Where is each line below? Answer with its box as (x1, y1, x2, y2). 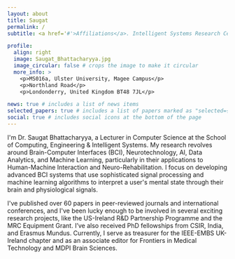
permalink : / (7, 23, 45, 30)
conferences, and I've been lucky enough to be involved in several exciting (7, 206, 223, 215)
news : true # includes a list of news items (7, 101, 139, 108)
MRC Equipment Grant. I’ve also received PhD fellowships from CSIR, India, (7, 221, 224, 230)
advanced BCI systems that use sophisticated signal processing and (7, 170, 204, 179)
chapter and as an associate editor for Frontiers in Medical (28, 236, 197, 244)
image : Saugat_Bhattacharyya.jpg (13, 55, 111, 63)
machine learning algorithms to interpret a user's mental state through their (7, 178, 224, 186)
